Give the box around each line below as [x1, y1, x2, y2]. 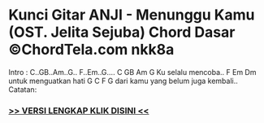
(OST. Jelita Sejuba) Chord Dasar [8, 23, 236, 42]
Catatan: [8, 84, 37, 94]
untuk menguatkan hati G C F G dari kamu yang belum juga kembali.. [8, 76, 238, 86]
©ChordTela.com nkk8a [8, 41, 175, 59]
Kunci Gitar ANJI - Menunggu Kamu [8, 6, 255, 24]
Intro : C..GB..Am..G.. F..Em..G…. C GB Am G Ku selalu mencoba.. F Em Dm [8, 67, 257, 77]
